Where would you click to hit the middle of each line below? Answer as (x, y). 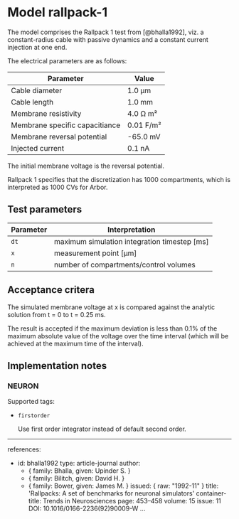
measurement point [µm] (95, 253)
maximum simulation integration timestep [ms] (131, 241)
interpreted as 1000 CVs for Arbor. (58, 187)
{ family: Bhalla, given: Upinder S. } (79, 471)
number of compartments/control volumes (124, 264)
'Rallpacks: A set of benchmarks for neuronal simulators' (111, 493)
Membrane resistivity (46, 113)
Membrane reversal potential (59, 137)
